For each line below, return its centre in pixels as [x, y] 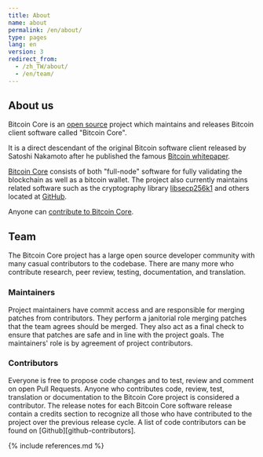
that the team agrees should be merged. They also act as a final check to [126, 326]
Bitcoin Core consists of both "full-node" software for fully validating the [125, 172]
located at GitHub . [37, 196]
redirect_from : [33, 60]
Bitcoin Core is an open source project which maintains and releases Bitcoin [131, 124]
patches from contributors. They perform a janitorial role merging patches [128, 318]
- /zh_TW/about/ [42, 67]
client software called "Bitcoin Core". [68, 133]
